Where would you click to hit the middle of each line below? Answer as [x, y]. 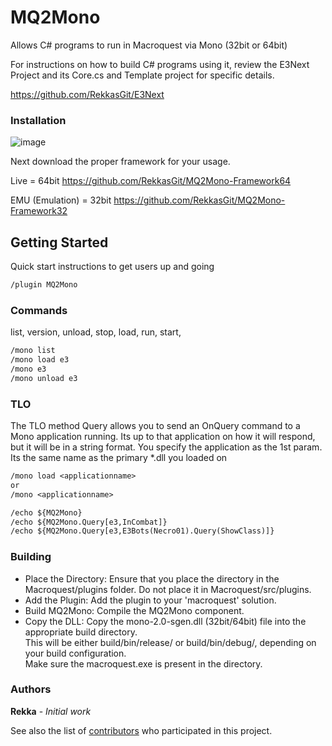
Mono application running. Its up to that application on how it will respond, [163, 437]
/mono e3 [28, 369]
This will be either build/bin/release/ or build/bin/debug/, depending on [170, 642]
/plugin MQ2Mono [44, 285]
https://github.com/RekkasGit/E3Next [87, 94]
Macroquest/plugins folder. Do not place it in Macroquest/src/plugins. [168, 589]
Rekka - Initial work [51, 711]
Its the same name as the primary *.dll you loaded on [119, 458]
